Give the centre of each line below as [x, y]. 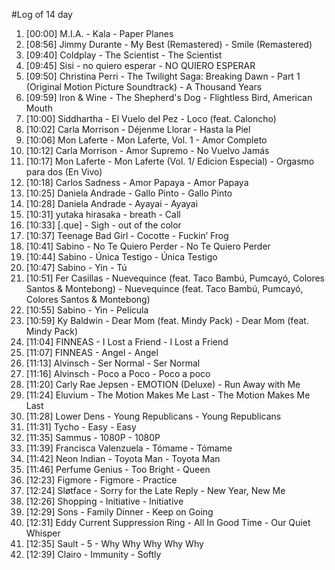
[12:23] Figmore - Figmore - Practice [101, 480]
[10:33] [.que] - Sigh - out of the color [103, 225]
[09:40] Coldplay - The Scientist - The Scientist [124, 55]
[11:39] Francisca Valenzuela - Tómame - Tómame [129, 448]
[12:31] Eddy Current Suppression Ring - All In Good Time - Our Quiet [168, 522]
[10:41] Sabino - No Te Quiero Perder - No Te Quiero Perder [148, 246]
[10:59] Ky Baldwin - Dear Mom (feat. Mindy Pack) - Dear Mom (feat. [167, 320]
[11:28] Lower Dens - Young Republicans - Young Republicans [153, 416]
